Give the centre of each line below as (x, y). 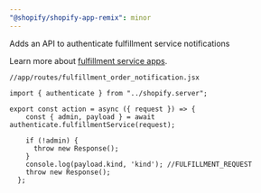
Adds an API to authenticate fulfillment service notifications (120, 43)
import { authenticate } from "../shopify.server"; (108, 93)
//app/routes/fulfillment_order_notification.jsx (105, 78)
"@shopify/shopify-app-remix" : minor (80, 18)
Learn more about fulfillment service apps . (89, 60)
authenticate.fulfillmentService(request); (93, 124)
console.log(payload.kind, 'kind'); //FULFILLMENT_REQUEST (139, 164)
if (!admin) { (52, 141)
